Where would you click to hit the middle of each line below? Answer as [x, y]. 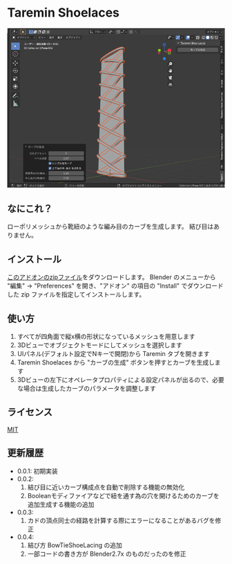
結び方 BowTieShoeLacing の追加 [75, 545]
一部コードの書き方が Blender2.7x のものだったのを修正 [107, 554]
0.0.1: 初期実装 [37, 471]
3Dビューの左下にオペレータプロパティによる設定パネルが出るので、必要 [120, 380]
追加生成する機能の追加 [61, 504]
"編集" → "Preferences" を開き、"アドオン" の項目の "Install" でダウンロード [115, 286]
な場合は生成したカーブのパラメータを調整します [87, 388]
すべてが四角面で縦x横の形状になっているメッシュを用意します [106, 336]
